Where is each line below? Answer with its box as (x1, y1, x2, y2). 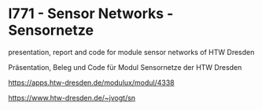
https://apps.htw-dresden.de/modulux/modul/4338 (8, 78, 175, 87)
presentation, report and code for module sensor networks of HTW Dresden (8, 47, 255, 57)
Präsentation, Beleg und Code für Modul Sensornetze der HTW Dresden (8, 62, 242, 71)
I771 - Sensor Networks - (8, 5, 174, 23)
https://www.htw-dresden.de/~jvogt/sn (8, 93, 136, 102)
